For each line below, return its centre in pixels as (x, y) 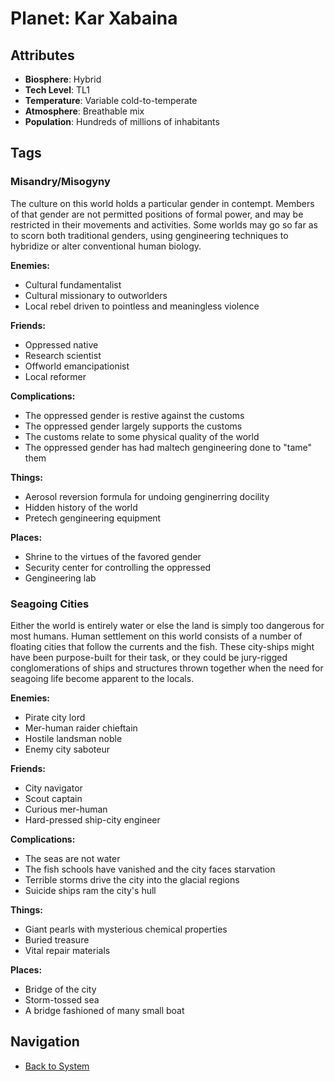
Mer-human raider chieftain (81, 728)
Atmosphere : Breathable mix (84, 111)
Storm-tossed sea (62, 999)
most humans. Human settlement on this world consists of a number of (156, 636)
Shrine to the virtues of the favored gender (113, 556)
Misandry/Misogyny (60, 182)
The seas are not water (72, 858)
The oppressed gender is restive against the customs (134, 415)
